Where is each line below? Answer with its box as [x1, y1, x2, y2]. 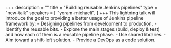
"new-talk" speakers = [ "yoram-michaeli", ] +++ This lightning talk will [5, 10, 156, 16]
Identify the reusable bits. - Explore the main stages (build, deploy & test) [5, 26, 160, 32]
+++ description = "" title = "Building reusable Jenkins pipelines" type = [5, 5, 158, 10]
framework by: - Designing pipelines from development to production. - [5, 20, 157, 27]
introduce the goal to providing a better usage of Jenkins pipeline [5, 15, 144, 21]
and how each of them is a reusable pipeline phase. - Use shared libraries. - [5, 32, 166, 37]
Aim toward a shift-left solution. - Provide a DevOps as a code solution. [5, 37, 156, 43]
